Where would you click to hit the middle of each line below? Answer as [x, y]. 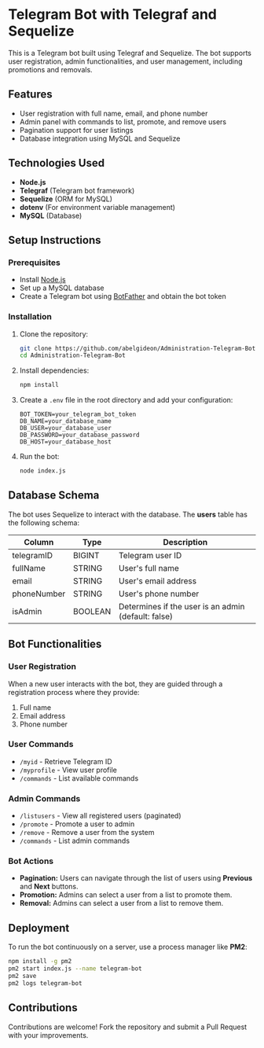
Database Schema [54, 496]
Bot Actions [31, 861]
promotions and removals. [50, 69]
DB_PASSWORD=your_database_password [79, 435]
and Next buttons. [49, 887]
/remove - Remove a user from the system [87, 833]
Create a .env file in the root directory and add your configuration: [126, 400]
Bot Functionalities [55, 644]
